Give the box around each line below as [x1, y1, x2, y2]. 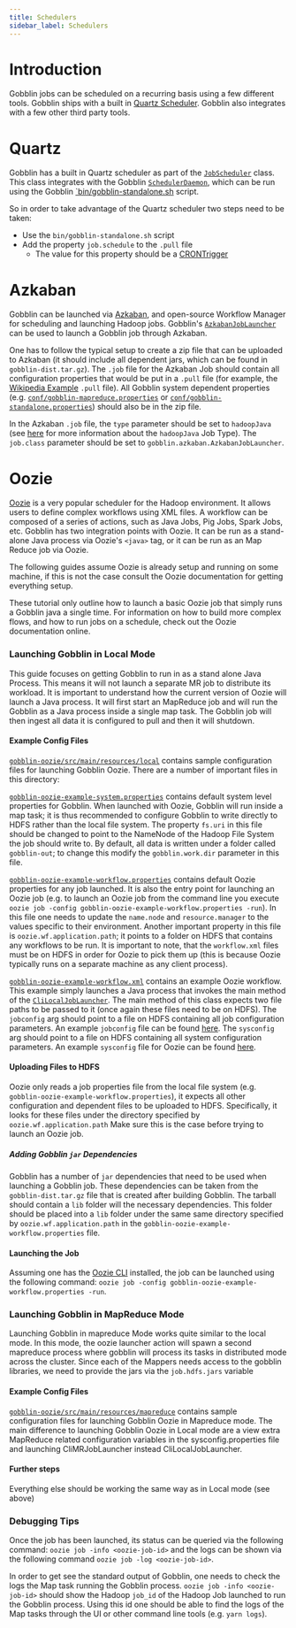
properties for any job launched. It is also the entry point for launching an [9, 883, 276, 894]
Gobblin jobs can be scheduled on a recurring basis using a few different [9, 88, 275, 99]
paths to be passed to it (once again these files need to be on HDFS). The [9, 1003, 277, 1014]
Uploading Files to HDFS [9, 1062, 100, 1072]
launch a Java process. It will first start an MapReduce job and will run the [9, 696, 278, 707]
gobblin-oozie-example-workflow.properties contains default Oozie [9, 873, 256, 885]
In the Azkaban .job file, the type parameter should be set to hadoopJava [9, 419, 272, 429]
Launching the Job [9, 1248, 80, 1258]
